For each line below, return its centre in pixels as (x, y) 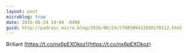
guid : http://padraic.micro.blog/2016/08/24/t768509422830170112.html (94, 28)
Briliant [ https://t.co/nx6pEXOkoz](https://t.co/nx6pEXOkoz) (79, 44)
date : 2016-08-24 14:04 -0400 (43, 22)
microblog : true (26, 17)
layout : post (22, 11)
